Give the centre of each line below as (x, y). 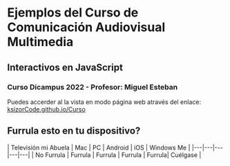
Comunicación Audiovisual (86, 27)
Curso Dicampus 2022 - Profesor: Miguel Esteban (93, 87)
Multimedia (40, 42)
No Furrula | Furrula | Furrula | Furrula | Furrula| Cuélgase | (118, 155)
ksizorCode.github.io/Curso (47, 109)
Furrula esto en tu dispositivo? (74, 131)
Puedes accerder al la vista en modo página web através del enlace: (104, 102)
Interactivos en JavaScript (65, 67)
